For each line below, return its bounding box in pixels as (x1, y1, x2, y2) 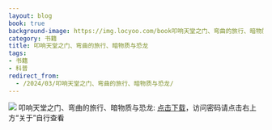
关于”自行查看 (19, 112, 65, 122)
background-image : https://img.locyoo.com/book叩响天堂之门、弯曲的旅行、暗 (8, 27, 257, 35)
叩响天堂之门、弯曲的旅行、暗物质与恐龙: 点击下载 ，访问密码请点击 (18, 103, 243, 112)
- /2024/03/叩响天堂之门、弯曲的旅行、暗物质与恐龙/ (15, 79, 174, 87)
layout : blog (8, 11, 53, 20)
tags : (8, 49, 27, 57)
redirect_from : (8, 72, 60, 80)
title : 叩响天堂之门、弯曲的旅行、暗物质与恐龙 (8, 42, 149, 50)
